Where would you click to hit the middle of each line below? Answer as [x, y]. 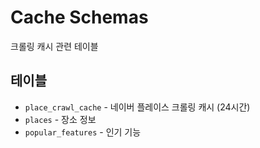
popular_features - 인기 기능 [83, 132]
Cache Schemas [79, 17]
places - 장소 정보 [60, 119]
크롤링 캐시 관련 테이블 [54, 46]
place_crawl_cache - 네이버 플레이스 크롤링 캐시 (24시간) [137, 107]
